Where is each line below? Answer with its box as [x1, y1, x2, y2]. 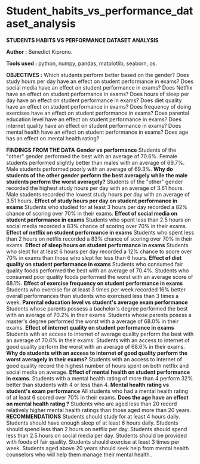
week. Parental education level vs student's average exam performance [6, 299, 188, 306]
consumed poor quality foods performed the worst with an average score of [6, 273, 193, 280]
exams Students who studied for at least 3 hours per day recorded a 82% [6, 203, 188, 210]
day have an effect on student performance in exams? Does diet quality [6, 97, 182, 104]
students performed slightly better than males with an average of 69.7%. [6, 159, 185, 166]
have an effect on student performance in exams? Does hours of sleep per [6, 90, 190, 97]
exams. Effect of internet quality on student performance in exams [6, 324, 174, 331]
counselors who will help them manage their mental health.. [6, 451, 153, 458]
